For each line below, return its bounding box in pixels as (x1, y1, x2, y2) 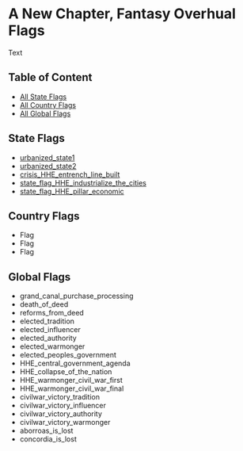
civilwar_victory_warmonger (19, 418, 111, 427)
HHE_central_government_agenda (19, 358, 131, 369)
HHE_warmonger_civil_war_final (19, 384, 124, 393)
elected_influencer (19, 325, 81, 334)
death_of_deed (19, 300, 69, 309)
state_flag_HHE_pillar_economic (19, 186, 124, 196)
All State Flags (19, 92, 67, 101)
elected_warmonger (19, 342, 85, 351)
